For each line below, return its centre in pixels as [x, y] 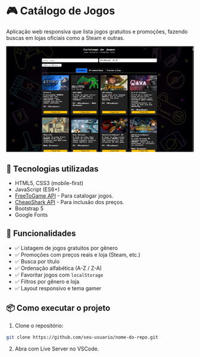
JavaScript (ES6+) [37, 190]
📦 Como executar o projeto [58, 308]
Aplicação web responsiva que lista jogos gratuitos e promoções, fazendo [97, 31]
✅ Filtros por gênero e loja [47, 281]
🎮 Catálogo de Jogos [61, 11]
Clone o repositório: [39, 325]
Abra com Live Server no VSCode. [57, 349]
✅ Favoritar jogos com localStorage [59, 275]
